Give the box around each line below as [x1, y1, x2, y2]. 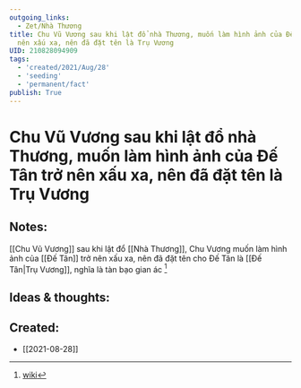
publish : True [9, 88, 63, 97]
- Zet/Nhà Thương [17, 22, 82, 30]
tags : [9, 55, 30, 64]
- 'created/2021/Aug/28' [17, 64, 110, 73]
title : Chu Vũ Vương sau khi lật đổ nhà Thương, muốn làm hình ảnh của [9, 30, 282, 39]
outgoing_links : [9, 13, 70, 22]
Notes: [9, 220, 47, 235]
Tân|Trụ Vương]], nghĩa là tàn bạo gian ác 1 [9, 262, 168, 274]
